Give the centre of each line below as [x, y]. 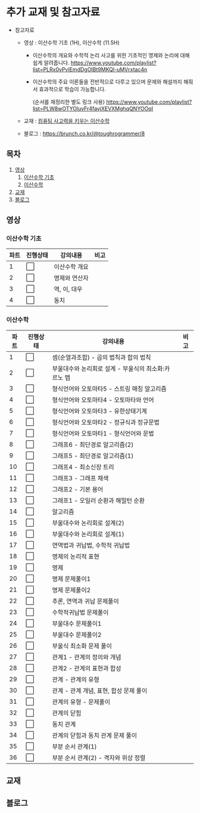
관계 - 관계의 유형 [76, 679]
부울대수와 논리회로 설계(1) [88, 534]
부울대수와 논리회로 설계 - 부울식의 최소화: [108, 369]
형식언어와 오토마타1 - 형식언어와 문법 [103, 433]
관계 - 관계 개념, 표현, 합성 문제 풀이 [100, 691]
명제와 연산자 [71, 278]
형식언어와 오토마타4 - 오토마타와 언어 [103, 400]
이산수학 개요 [71, 267]
